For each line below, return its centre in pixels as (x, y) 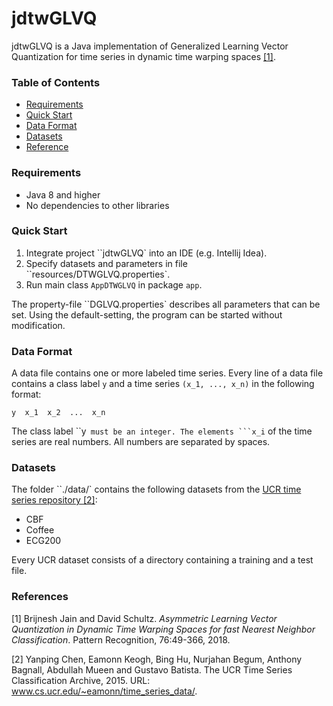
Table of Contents (56, 82)
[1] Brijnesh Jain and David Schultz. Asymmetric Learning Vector (144, 618)
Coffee (40, 530)
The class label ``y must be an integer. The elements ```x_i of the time (162, 431)
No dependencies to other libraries (97, 205)
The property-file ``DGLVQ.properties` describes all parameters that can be (166, 304)
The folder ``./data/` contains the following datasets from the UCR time (156, 489)
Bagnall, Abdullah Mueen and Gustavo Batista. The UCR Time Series (152, 669)
